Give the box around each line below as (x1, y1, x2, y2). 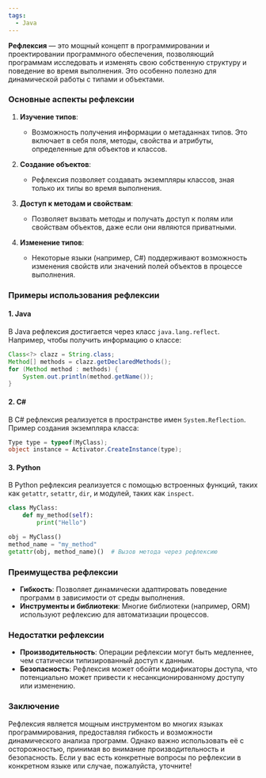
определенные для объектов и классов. (31, 144, 168, 154)
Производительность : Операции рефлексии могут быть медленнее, (19, 647, 254, 657)
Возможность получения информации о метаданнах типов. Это (31, 127, 248, 137)
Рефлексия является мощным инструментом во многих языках (8, 719, 223, 728)
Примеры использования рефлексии (8, 290, 160, 301)
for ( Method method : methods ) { (8, 365, 119, 373)
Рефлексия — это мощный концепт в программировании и (8, 40, 210, 50)
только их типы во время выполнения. (31, 183, 162, 192)
